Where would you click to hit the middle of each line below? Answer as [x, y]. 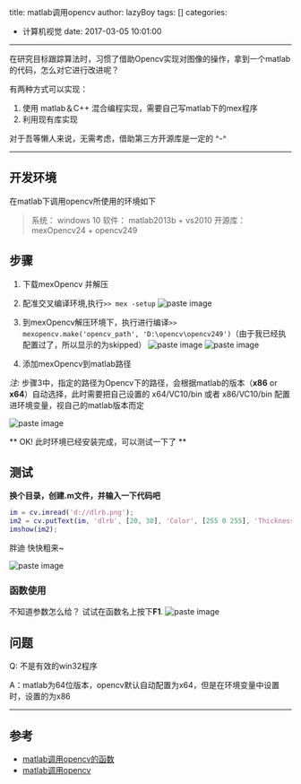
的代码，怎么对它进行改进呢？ [64, 70]
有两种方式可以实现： [48, 89]
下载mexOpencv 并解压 [65, 283]
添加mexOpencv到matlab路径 [77, 363]
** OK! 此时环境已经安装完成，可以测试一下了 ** [98, 441]
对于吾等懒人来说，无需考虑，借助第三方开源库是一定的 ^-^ [118, 138]
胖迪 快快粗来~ [37, 548]
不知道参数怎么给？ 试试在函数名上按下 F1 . [86, 612]
